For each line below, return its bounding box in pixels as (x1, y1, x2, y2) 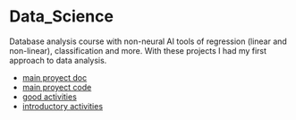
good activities (21, 91, 78, 102)
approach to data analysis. (9, 55, 107, 65)
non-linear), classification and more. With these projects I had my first (9, 45, 266, 56)
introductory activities (21, 100, 104, 111)
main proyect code (21, 81, 92, 92)
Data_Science (9, 6, 114, 27)
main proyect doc (21, 72, 88, 82)
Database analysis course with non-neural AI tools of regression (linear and (9, 36, 288, 47)
